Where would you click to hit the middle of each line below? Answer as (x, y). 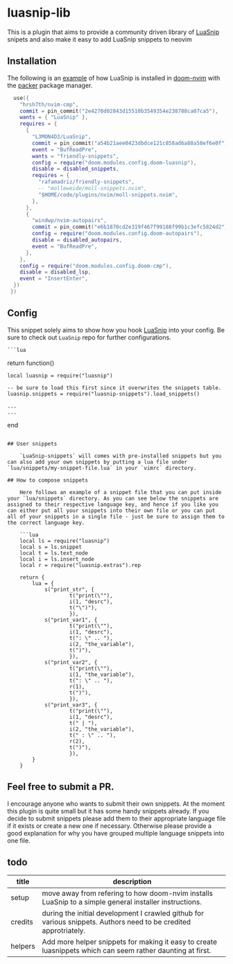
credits (22, 922)
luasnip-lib (39, 13)
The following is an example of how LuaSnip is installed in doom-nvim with (114, 78)
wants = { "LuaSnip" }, (54, 117)
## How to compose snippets (48, 480)
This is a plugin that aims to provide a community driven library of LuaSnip (113, 32)
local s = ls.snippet (51, 547)
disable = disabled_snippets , (76, 169)
